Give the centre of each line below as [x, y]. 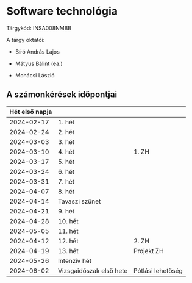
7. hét [66, 181]
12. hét [68, 241]
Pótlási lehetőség [158, 271]
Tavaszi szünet [79, 201]
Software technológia [62, 11]
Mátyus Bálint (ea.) [39, 63]
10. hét [68, 221]
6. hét [66, 171]
